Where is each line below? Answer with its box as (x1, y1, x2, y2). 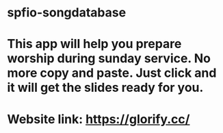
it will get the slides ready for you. (7, 80, 204, 95)
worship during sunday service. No (7, 51, 211, 66)
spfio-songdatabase (7, 5, 127, 21)
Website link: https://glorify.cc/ (7, 111, 190, 127)
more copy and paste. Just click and (7, 65, 217, 81)
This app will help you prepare (7, 36, 182, 52)
